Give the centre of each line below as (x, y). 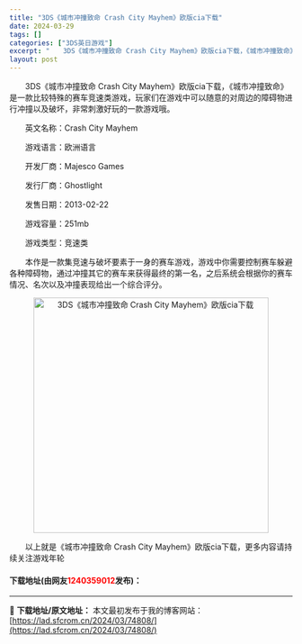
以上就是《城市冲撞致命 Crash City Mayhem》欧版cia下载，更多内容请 (155, 547)
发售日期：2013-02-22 (67, 204)
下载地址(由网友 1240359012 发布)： (75, 580)
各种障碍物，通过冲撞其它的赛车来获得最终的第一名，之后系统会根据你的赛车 (151, 273)
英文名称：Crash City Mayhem (81, 128)
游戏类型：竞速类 (56, 243)
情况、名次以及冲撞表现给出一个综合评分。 (88, 284)
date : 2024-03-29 (42, 26)
